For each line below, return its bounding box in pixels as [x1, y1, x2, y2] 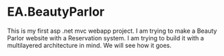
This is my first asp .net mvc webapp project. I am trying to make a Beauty [7, 27, 218, 35]
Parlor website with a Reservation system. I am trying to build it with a [7, 33, 204, 42]
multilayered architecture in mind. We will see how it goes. [7, 41, 172, 49]
